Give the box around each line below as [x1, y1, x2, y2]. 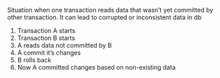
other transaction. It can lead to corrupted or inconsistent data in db [7, 13, 202, 21]
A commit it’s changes [17, 48, 81, 57]
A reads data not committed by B [17, 41, 112, 49]
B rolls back [17, 56, 52, 64]
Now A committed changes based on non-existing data [17, 64, 176, 71]
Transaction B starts [17, 34, 75, 42]
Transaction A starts [17, 27, 76, 35]
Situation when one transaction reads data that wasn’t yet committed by [7, 6, 214, 14]
